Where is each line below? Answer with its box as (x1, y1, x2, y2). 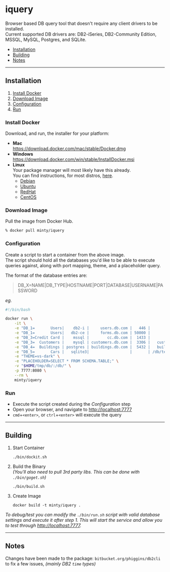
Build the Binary (12, 463, 46, 470)
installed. (5, 25, 24, 31)
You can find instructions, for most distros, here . (12, 172, 113, 178)
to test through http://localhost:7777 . (5, 522, 82, 528)
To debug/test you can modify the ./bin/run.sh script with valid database (5, 511, 160, 518)
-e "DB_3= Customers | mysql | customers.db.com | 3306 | (14, 340, 151, 345)
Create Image (12, 493, 41, 499)
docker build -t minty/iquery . (12, 503, 81, 508)
